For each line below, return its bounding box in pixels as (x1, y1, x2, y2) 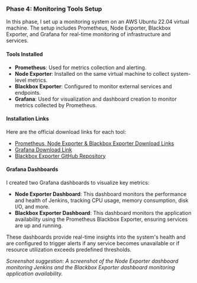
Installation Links (6, 115, 49, 123)
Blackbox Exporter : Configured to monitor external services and (14, 82, 172, 90)
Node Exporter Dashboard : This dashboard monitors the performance (14, 190, 187, 197)
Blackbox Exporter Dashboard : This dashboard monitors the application (14, 209, 192, 216)
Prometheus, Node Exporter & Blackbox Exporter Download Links (14, 140, 175, 147)
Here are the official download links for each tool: (6, 128, 127, 135)
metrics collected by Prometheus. (14, 101, 98, 108)
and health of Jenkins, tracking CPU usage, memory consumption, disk (14, 197, 189, 204)
